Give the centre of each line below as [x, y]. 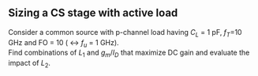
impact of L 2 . [30, 64]
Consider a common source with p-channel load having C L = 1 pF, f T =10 [125, 33]
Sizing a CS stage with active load [93, 13]
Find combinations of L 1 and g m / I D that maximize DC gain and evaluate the [129, 53]
